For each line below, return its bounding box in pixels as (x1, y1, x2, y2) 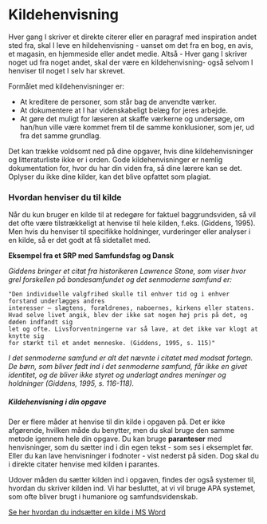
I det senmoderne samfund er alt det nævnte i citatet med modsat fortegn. (8, 353, 253, 363)
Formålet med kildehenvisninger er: (8, 81, 125, 91)
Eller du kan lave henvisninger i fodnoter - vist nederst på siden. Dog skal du (8, 451, 259, 461)
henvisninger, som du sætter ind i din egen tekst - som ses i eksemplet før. (8, 443, 253, 452)
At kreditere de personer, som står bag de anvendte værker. (19, 97, 217, 106)
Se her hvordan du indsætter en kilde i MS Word (8, 507, 166, 517)
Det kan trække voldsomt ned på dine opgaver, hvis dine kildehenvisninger (8, 146, 253, 156)
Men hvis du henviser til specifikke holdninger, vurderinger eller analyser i (8, 227, 251, 236)
